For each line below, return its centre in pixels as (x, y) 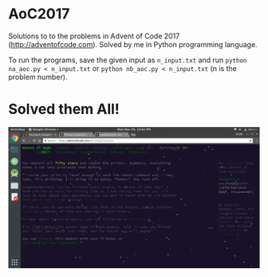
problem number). (38, 77)
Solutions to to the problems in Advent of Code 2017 (94, 36)
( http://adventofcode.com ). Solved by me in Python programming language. (133, 44)
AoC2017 (39, 14)
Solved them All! (64, 109)
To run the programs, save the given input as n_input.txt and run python (128, 60)
